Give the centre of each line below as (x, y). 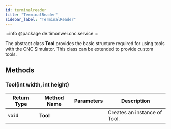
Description (136, 101)
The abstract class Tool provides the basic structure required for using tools (85, 44)
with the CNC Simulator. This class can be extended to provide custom (79, 49)
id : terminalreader (26, 10)
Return (21, 98)
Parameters (89, 101)
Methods (20, 70)
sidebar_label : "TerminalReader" (41, 19)
